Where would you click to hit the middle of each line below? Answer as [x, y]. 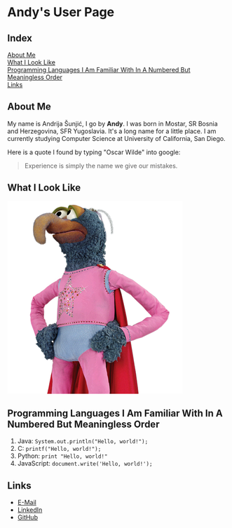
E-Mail [27, 503]
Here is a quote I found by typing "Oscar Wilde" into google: [94, 152]
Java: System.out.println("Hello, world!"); [83, 441]
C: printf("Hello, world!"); [59, 449]
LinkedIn [30, 510]
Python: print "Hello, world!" [62, 456]
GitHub [28, 517]
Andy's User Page [61, 12]
